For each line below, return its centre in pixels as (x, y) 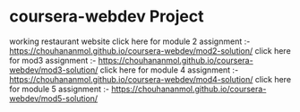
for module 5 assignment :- (60, 89)
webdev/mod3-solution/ (54, 70)
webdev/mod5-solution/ (54, 98)
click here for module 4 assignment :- (169, 70)
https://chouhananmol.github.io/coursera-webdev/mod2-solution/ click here (150, 50)
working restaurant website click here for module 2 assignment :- (130, 41)
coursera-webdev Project (107, 17)
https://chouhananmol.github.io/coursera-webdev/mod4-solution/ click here (150, 79)
